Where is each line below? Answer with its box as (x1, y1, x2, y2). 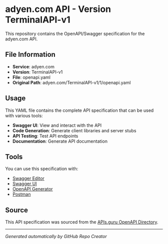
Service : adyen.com (12, 63, 55, 69)
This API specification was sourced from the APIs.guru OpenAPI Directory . (5, 219, 158, 225)
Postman (12, 191, 31, 198)
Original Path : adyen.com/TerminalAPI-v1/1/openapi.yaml (12, 79, 131, 85)
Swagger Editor (12, 176, 45, 182)
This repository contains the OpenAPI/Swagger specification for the (5, 30, 145, 36)
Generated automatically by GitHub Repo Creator (5, 234, 107, 240)
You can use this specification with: (5, 166, 78, 172)
